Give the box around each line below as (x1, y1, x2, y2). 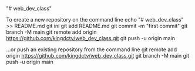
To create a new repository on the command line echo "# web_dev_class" (6, 16, 184, 23)
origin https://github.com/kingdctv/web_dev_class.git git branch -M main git (6, 52, 190, 59)
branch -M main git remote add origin (6, 29, 97, 35)
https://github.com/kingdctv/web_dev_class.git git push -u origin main (6, 35, 175, 41)
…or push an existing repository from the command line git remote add (6, 46, 177, 53)
